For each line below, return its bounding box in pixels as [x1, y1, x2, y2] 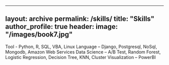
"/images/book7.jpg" [5, 30, 73, 39]
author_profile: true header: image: [5, 22, 118, 31]
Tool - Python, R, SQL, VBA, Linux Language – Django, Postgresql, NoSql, [5, 43, 157, 49]
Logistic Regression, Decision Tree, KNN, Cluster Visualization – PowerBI [5, 54, 156, 60]
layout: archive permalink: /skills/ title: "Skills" [5, 14, 155, 23]
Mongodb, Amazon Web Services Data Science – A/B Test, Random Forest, [5, 48, 161, 55]
